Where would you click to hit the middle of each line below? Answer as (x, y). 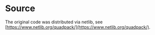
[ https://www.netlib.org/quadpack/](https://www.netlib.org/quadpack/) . (78, 27)
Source (20, 9)
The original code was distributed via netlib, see (54, 22)
